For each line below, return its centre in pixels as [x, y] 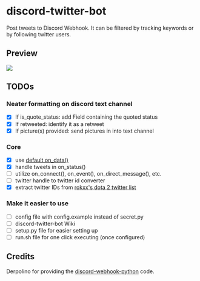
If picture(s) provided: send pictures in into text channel [85, 131]
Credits [21, 256]
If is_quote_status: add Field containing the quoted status [86, 117]
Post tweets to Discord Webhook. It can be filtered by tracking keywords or [100, 28]
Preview [22, 54]
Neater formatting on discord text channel [69, 104]
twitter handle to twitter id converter [60, 180]
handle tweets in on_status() [50, 167]
